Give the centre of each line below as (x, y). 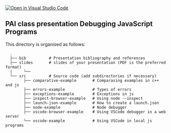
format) (14, 67)
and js (12, 85)
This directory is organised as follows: (45, 44)
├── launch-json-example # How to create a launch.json (91, 103)
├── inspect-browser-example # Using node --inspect (83, 98)
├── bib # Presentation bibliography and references (78, 58)
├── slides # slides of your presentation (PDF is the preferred (88, 62)
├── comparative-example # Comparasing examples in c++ (91, 80)
